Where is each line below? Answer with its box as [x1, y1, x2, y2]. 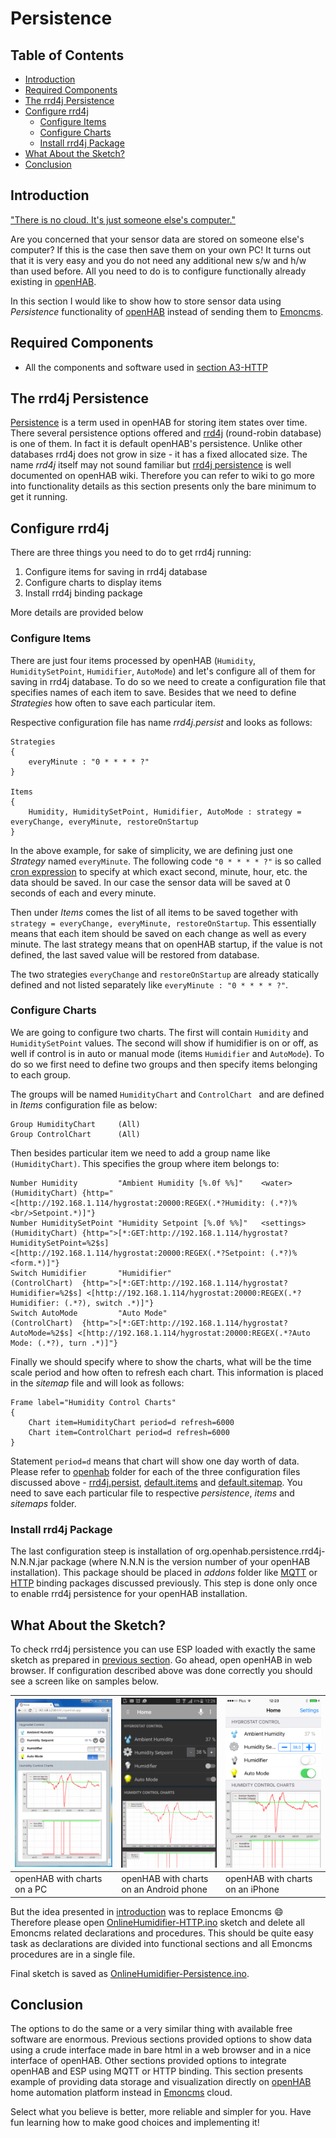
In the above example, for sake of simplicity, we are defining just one [10, 844, 293, 856]
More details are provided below [10, 607, 144, 619]
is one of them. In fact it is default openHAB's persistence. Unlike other [10, 438, 303, 450]
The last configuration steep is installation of [10, 1545, 194, 1557]
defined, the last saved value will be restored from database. [10, 948, 260, 961]
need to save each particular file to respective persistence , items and [10, 1487, 295, 1499]
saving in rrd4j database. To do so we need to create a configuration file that [10, 675, 326, 687]
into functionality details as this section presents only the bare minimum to [10, 480, 317, 492]
